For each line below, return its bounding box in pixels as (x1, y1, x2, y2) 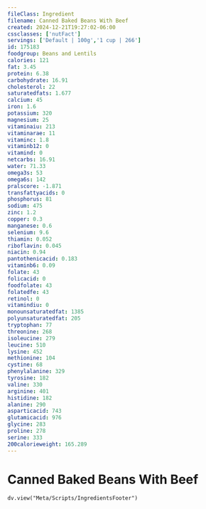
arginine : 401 (7, 387, 50, 395)
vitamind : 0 (7, 149, 43, 157)
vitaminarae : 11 (7, 130, 55, 137)
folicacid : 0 (7, 275, 46, 282)
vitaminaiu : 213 (7, 122, 55, 130)
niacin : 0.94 (7, 248, 46, 256)
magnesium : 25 (7, 116, 50, 123)
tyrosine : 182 (7, 374, 50, 382)
